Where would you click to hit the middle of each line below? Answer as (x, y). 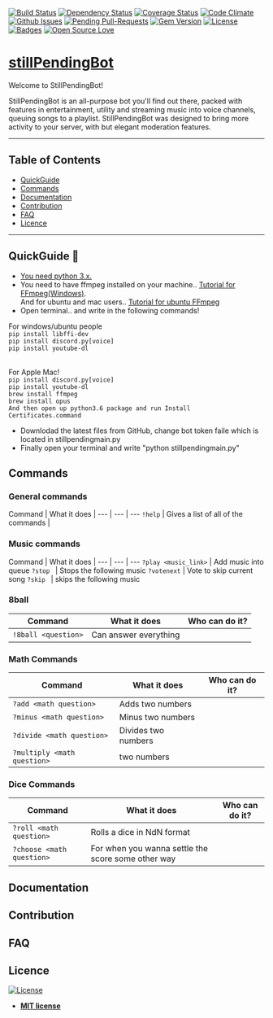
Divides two (142, 731)
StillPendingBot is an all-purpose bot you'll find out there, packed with (126, 101)
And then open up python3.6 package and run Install (100, 408)
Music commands (45, 544)
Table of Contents (55, 160)
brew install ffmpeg (43, 394)
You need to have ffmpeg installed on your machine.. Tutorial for (128, 284)
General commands (48, 496)
